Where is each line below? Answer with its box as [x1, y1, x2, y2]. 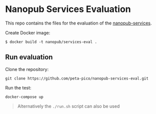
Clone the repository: [5, 66, 49, 72]
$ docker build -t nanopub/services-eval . [5, 39, 97, 44]
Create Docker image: [5, 29, 50, 35]
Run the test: [5, 84, 31, 90]
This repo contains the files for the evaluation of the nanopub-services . [5, 20, 152, 26]
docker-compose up [5, 94, 43, 99]
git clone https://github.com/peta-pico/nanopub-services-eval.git [5, 76, 149, 81]
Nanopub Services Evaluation [5, 3, 131, 15]
